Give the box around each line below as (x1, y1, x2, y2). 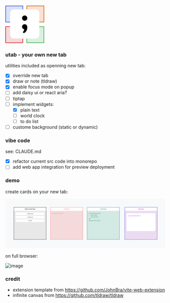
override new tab (12, 72, 49, 79)
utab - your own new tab (5, 51, 67, 58)
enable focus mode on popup (12, 84, 75, 90)
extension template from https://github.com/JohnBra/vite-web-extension (12, 287, 165, 293)
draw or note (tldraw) (12, 78, 57, 84)
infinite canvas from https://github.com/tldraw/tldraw (12, 292, 124, 298)
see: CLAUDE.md (5, 148, 42, 155)
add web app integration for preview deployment (12, 164, 115, 170)
